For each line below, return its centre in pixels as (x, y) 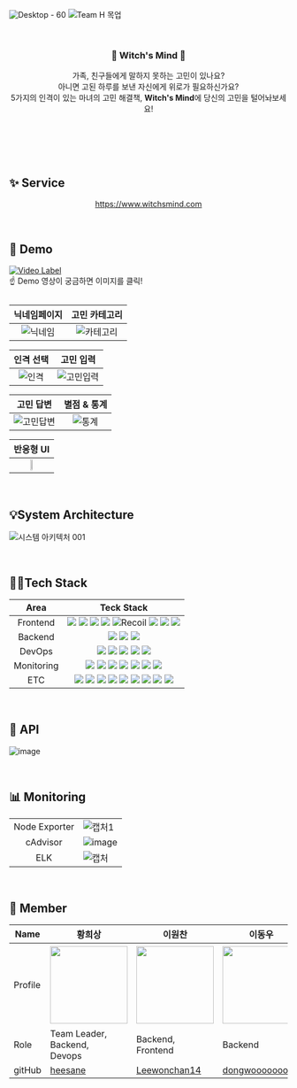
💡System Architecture (72, 515)
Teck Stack (124, 607)
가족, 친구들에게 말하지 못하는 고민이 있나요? (148, 76)
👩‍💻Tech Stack (49, 583)
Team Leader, (79, 1034)
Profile (27, 984)
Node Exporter (44, 826)
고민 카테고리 (97, 315)
